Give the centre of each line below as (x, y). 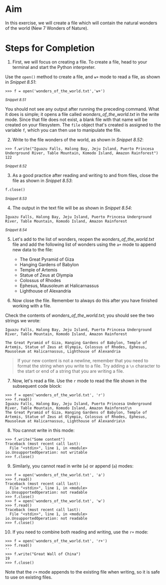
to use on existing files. (29, 577)
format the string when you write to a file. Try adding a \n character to (89, 366)
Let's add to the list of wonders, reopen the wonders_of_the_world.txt (83, 239)
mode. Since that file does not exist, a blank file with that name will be (76, 119)
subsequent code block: (37, 386)
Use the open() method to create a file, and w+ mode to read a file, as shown (83, 77)
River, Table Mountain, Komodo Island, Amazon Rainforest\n (69, 408)
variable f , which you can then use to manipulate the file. (63, 130)
